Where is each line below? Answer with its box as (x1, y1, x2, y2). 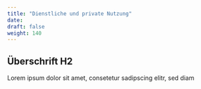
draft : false (7, 23, 45, 30)
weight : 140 (7, 29, 42, 37)
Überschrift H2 (7, 55, 73, 67)
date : (7, 17, 23, 24)
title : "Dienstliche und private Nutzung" (7, 10, 132, 17)
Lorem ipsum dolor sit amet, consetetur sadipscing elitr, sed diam (7, 74, 195, 82)
